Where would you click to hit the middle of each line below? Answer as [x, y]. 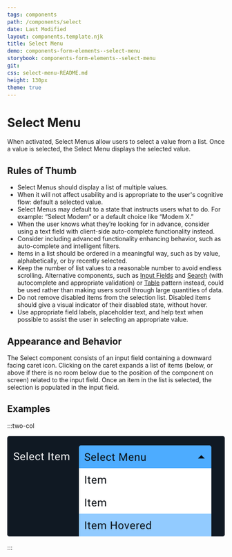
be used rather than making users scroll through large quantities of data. [120, 290]
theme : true [24, 87]
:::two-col [21, 426]
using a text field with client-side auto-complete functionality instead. [116, 232]
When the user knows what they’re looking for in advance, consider [113, 224]
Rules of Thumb [42, 170]
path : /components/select [44, 22]
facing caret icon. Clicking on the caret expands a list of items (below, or [110, 365]
